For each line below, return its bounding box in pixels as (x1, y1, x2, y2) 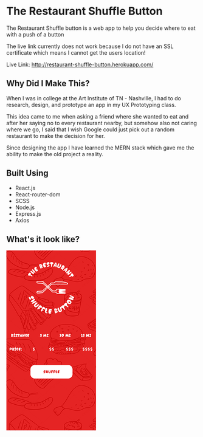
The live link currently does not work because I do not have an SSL (6, 43, 174, 50)
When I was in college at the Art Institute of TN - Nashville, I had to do (6, 94, 181, 102)
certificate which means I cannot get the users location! (6, 49, 146, 56)
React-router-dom (15, 190, 61, 198)
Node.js (15, 204, 35, 211)
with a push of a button (6, 30, 64, 38)
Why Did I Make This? (6, 78, 90, 89)
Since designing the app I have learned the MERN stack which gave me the (6, 144, 194, 151)
